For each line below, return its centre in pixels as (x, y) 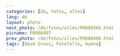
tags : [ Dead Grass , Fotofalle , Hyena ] (54, 44)
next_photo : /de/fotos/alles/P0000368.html (60, 28)
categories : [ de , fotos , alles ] (46, 11)
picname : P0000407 (29, 33)
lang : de (17, 17)
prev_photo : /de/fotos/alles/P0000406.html (60, 38)
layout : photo (24, 22)
